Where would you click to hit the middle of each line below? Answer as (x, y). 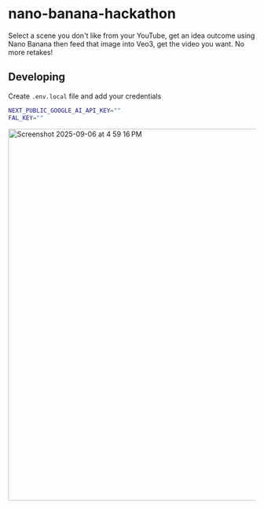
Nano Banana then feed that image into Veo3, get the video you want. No (126, 43)
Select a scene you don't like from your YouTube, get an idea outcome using (132, 35)
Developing (37, 77)
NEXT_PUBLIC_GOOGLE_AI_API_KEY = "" (65, 110)
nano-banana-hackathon (92, 14)
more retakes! (31, 52)
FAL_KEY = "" (26, 118)
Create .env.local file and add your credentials (85, 96)
